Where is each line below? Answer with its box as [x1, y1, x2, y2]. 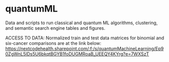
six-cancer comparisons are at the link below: [5, 40, 102, 46]
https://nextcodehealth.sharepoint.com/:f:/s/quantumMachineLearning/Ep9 [5, 45, 164, 51]
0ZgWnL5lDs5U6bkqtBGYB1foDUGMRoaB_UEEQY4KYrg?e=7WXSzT [5, 51, 150, 57]
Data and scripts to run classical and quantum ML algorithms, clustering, [5, 20, 158, 26]
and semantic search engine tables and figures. [5, 25, 106, 31]
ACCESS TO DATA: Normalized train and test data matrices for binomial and [5, 35, 164, 41]
